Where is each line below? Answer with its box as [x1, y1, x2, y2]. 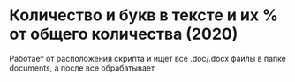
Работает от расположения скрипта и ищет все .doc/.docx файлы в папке [9, 53, 287, 63]
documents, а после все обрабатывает [9, 63, 155, 73]
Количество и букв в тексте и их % [9, 5, 279, 26]
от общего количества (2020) [9, 24, 238, 44]
